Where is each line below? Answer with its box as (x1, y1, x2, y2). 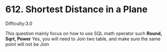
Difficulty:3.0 (5, 20, 33, 27)
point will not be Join (5, 41, 50, 47)
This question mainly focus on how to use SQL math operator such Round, (5, 30, 162, 36)
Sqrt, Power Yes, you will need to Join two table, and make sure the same (5, 36, 161, 42)
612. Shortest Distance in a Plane (5, 4, 148, 15)
